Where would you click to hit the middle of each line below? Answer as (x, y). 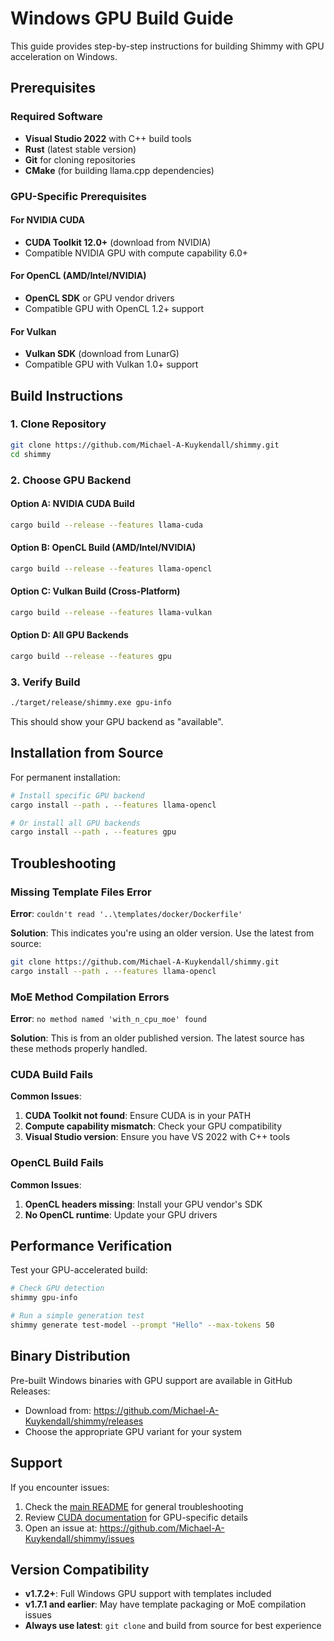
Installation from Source (87, 753)
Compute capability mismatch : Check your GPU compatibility (153, 1126)
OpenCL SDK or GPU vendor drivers (99, 298)
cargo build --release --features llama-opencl (111, 568)
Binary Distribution (70, 1356)
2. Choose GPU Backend (71, 480)
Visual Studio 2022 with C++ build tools (108, 138)
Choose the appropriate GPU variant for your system (133, 1431)
